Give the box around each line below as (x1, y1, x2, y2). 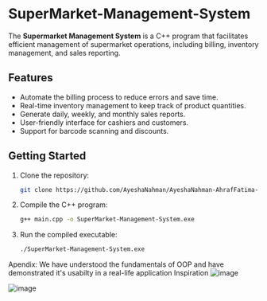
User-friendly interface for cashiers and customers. (19, 117, 189, 127)
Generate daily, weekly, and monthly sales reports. (19, 109, 186, 119)
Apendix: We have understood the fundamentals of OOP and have (8, 260, 224, 269)
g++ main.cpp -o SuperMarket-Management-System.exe (19, 216, 195, 224)
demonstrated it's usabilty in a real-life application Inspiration (8, 268, 209, 278)
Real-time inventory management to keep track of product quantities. (19, 100, 246, 110)
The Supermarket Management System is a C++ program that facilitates (8, 31, 249, 41)
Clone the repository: (19, 170, 90, 180)
